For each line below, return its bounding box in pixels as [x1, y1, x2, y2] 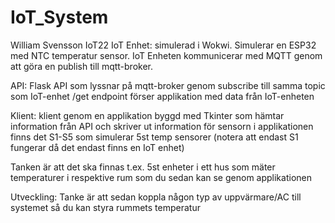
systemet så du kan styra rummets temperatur [10, 201, 201, 213]
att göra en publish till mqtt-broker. [10, 60, 154, 72]
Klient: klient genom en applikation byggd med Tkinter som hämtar [10, 109, 285, 121]
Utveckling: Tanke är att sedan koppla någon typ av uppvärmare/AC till [10, 191, 302, 203]
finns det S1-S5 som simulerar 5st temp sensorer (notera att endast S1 [10, 131, 299, 143]
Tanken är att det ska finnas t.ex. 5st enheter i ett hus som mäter [10, 161, 276, 173]
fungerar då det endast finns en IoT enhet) [10, 141, 185, 153]
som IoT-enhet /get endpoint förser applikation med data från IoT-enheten [10, 90, 315, 102]
